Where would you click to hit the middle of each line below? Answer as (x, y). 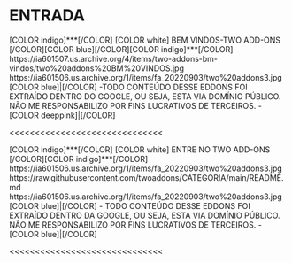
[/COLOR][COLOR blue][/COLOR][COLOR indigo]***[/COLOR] (121, 49)
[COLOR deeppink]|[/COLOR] (62, 115)
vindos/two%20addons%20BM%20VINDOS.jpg (96, 68)
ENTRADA (47, 15)
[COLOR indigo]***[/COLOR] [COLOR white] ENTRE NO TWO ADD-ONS (140, 149)
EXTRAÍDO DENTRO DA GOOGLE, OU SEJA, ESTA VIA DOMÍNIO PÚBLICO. (145, 215)
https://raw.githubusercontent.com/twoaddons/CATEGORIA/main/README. (147, 177)
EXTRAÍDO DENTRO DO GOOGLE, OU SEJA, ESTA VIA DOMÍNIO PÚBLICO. (145, 96)
